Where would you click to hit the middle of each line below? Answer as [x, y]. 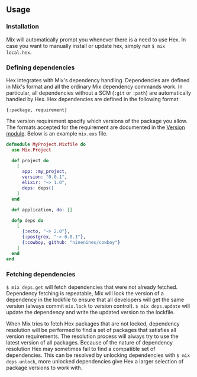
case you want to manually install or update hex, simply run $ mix [86, 46]
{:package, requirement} [37, 110]
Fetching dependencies [41, 274]
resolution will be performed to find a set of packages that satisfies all [91, 330]
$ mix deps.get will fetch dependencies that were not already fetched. [92, 287]
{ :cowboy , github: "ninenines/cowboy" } [71, 243]
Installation [23, 27]
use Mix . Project [31, 150]
